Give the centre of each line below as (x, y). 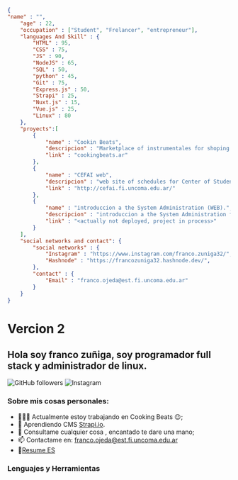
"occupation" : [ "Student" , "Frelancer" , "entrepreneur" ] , (109, 30)
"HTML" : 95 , (52, 43)
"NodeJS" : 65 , (55, 63)
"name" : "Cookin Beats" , (83, 142)
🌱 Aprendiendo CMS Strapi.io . (61, 424)
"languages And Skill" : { (60, 37)
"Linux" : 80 (52, 116)
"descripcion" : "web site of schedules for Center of (128, 182)
